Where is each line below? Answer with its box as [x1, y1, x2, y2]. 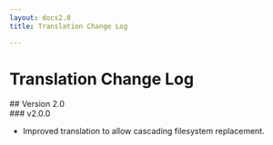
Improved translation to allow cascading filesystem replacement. [22, 126, 266, 137]
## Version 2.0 [9, 99, 66, 110]
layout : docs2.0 [9, 13, 71, 23]
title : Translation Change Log [9, 22, 128, 31]
